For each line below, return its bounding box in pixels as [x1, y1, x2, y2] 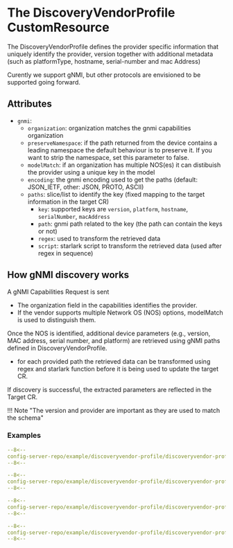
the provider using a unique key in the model [27, 168, 155, 176]
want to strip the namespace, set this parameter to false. [27, 153, 189, 161]
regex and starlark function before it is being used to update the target [17, 364, 219, 373]
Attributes [7, 98, 52, 110]
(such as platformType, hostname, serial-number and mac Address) [7, 57, 201, 65]
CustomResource [7, 19, 110, 35]
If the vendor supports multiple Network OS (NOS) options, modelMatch [17, 308, 223, 317]
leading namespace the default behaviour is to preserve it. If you [27, 145, 213, 154]
